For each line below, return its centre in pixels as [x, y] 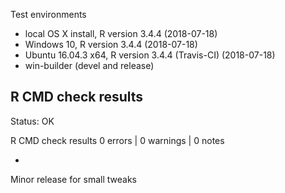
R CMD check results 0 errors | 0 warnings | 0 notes [117, 140]
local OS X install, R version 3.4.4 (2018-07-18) [121, 33]
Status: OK [32, 121]
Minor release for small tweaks [73, 179]
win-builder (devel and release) [89, 65]
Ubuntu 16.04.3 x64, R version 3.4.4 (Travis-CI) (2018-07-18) [150, 55]
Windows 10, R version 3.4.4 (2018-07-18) [111, 44]
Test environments [48, 14]
